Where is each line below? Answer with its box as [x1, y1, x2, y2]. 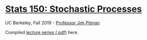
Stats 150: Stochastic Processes [5, 3, 142, 15]
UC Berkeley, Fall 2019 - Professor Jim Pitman [5, 20, 100, 26]
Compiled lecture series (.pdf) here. [5, 29, 79, 35]
